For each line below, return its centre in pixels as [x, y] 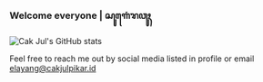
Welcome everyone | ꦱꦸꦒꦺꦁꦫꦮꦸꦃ [81, 15]
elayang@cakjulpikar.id [53, 68]
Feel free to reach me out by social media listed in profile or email [132, 59]
